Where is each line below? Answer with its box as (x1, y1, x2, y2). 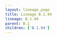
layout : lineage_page (5, 7, 50, 12)
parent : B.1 (5, 21, 30, 26)
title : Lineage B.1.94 (5, 12, 52, 17)
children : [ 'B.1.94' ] (5, 26, 50, 31)
